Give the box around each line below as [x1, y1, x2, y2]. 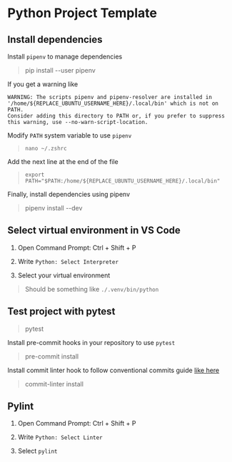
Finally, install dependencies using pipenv [7, 190, 131, 198]
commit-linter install [24, 379, 84, 388]
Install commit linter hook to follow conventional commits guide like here [7, 366, 220, 374]
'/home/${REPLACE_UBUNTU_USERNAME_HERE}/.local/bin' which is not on [7, 100, 219, 107]
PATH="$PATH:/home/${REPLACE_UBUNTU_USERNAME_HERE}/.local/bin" [24, 178, 221, 185]
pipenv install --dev [24, 204, 83, 212]
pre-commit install [24, 351, 79, 361]
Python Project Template [7, 5, 158, 21]
